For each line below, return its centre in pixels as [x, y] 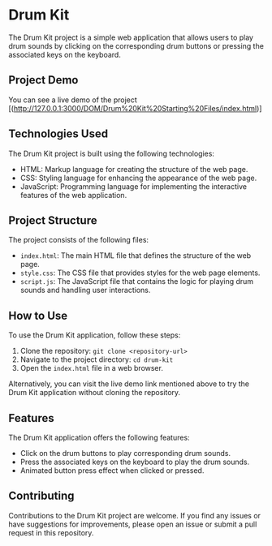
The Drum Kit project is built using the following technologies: [112, 153]
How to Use [38, 315]
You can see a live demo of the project [73, 100]
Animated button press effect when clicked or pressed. [112, 471]
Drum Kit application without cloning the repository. [95, 393]
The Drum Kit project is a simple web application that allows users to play [131, 37]
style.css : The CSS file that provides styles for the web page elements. [140, 273]
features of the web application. [73, 195]
